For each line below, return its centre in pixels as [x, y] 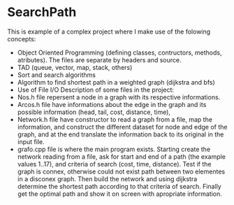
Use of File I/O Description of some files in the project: [96, 90]
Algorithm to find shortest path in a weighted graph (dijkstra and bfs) [116, 82]
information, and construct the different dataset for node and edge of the [122, 127]
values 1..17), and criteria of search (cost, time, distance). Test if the [114, 164]
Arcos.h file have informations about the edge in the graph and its [112, 104]
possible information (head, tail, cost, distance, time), [94, 112]
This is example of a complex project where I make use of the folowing [109, 31]
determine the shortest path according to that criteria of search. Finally [119, 186]
